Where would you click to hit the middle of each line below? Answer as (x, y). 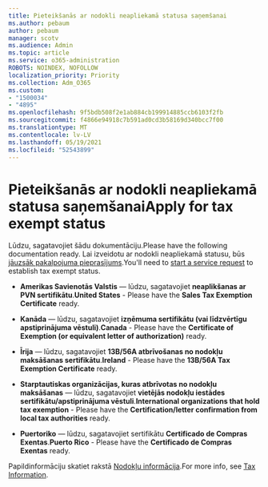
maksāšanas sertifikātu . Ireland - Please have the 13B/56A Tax (125, 360)
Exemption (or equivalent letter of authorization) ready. (113, 336)
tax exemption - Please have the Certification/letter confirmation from (138, 410)
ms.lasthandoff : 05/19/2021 (55, 142)
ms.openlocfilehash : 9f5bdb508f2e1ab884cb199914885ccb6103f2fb (116, 113)
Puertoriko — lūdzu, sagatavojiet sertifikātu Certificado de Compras (134, 434)
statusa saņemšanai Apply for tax (121, 206)
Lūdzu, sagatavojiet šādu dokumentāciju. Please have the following (118, 246)
